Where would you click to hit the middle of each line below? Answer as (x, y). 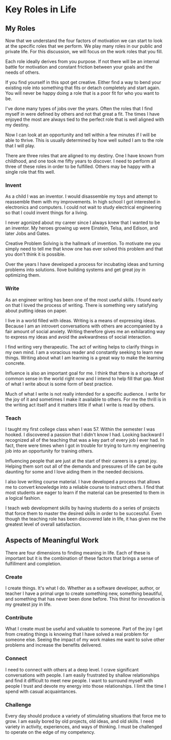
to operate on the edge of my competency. (50, 732)
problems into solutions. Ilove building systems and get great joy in (75, 270)
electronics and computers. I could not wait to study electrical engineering (83, 207)
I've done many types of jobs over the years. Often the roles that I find (79, 108)
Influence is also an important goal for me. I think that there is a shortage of (84, 373)
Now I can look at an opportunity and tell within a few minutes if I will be (81, 135)
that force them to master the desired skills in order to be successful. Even (83, 513)
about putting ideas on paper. (36, 311)
